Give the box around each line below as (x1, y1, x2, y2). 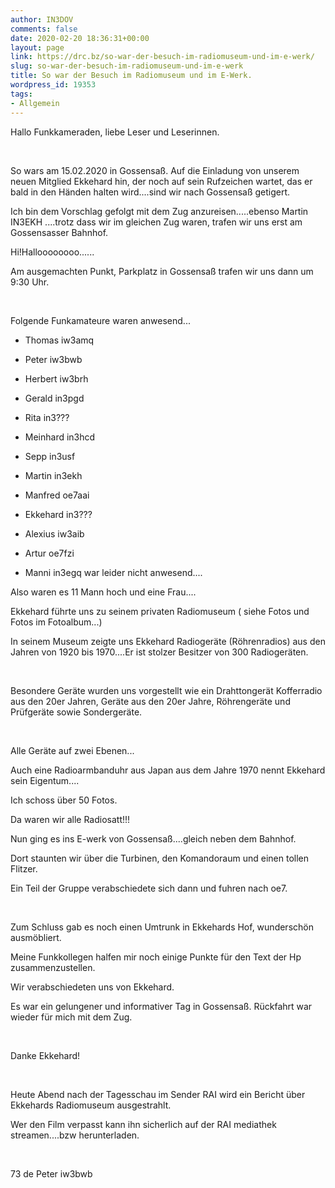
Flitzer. (10, 862, 38, 875)
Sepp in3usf (24, 450, 76, 462)
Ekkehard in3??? (24, 508, 93, 520)
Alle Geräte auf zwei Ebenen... (10, 744, 135, 756)
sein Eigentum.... (10, 774, 80, 786)
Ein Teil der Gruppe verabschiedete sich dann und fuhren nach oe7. (10, 882, 288, 894)
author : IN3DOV (10, 14, 74, 25)
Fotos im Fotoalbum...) (10, 616, 103, 628)
